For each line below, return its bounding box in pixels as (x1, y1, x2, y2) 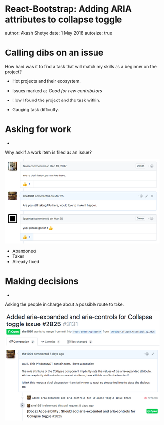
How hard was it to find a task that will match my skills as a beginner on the (5, 63, 157, 69)
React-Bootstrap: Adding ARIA (5, 3, 132, 15)
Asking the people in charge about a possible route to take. (5, 301, 124, 307)
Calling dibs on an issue (5, 48, 104, 58)
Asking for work (5, 124, 72, 135)
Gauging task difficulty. (12, 106, 59, 112)
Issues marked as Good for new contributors (12, 87, 103, 94)
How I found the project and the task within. (12, 97, 101, 103)
